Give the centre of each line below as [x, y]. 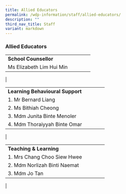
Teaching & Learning [33, 149]
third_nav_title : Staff [30, 24]
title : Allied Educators [31, 10]
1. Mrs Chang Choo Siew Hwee [45, 157]
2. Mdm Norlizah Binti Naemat [44, 165]
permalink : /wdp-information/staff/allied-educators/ [63, 15]
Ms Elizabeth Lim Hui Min [38, 67]
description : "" [22, 19]
